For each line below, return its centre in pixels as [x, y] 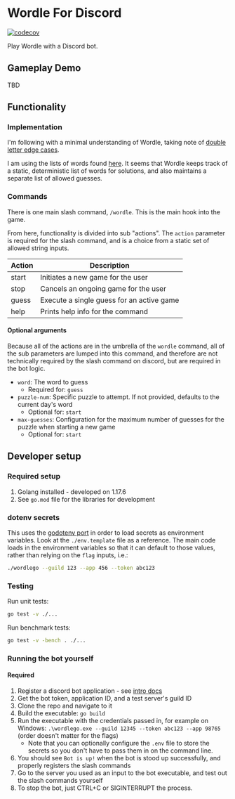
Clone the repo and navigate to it [65, 706]
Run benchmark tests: [39, 628]
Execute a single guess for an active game [109, 300]
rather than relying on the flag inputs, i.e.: [68, 555]
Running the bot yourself [51, 658]
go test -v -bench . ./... [47, 640]
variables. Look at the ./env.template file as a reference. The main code [112, 540]
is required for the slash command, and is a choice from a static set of [108, 240]
